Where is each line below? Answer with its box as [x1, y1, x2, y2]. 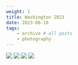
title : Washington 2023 [6, 14, 65, 20]
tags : [6, 25, 19, 31]
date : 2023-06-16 [6, 19, 49, 25]
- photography [17, 36, 51, 42]
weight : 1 [6, 8, 31, 15]
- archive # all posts [17, 31, 73, 37]
